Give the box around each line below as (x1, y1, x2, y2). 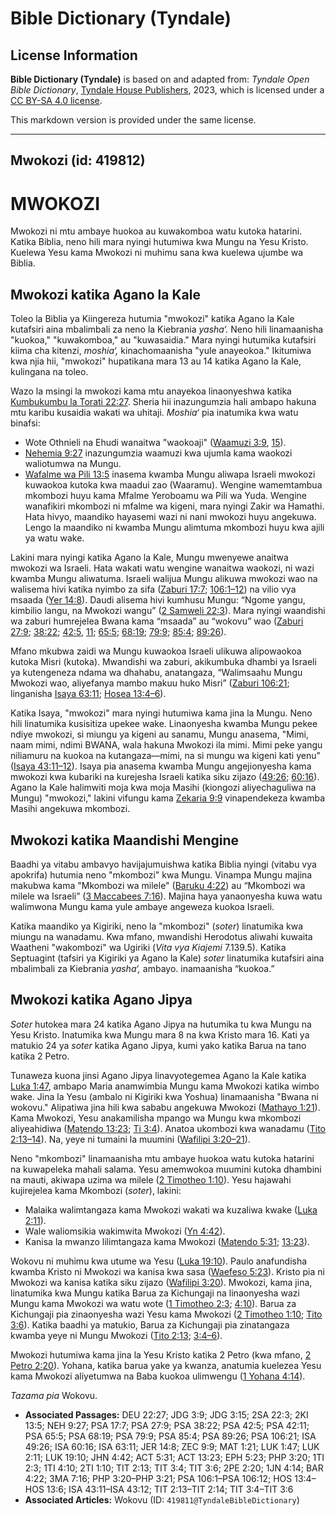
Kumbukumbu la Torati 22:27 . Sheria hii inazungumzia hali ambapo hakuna (10, 396, 317, 408)
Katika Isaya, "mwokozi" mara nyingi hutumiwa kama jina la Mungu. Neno (10, 707, 313, 719)
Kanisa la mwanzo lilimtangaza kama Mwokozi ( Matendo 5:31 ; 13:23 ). (24, 1235, 310, 1247)
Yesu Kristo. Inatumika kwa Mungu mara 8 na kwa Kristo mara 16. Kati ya (10, 1028, 310, 1041)
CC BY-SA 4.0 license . (10, 95, 103, 106)
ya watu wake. (24, 532, 85, 544)
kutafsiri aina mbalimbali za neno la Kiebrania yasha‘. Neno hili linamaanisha (10, 323, 324, 336)
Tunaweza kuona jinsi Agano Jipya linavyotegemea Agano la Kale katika (10, 1069, 307, 1081)
